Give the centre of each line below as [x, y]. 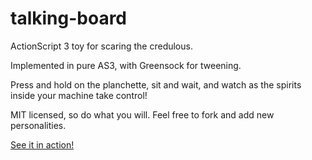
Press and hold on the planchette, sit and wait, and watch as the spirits [156, 84]
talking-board [69, 18]
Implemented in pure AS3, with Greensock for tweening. [126, 65]
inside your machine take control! [79, 95]
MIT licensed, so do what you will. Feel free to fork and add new [142, 114]
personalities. [38, 125]
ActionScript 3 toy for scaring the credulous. [101, 46]
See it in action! [42, 144]
